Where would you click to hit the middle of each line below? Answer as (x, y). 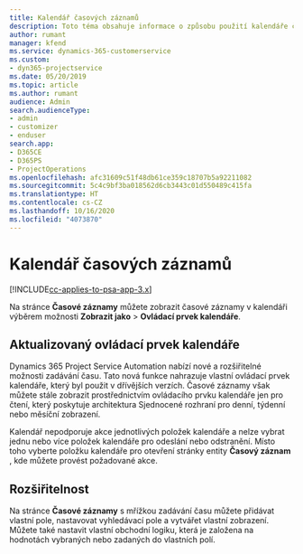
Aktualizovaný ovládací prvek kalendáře (125, 344)
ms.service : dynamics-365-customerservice (90, 52)
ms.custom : (30, 60)
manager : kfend (38, 43)
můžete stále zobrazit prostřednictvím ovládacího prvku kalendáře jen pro (147, 395)
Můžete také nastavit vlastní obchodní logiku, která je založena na (132, 531)
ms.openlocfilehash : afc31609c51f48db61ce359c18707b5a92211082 (131, 177)
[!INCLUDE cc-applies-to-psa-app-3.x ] (81, 289)
